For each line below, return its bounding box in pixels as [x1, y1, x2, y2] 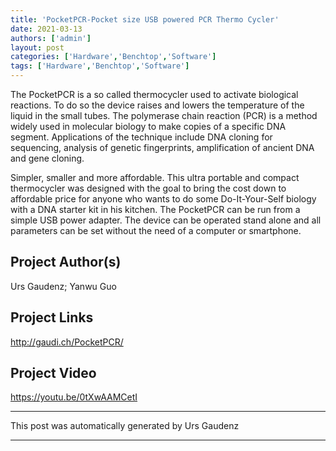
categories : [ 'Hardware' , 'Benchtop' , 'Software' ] [10, 52, 217, 62]
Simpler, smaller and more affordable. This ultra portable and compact [10, 172, 300, 183]
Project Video [10, 365, 97, 382]
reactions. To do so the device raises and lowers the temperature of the [10, 99, 305, 111]
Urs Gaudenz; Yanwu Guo [10, 280, 117, 292]
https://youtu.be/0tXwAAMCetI [10, 391, 138, 403]
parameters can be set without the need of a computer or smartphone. [10, 225, 302, 236]
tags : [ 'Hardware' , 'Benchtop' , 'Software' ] [10, 61, 190, 71]
